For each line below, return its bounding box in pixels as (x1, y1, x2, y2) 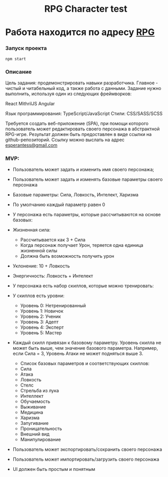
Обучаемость (20, 398, 51, 404)
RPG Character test (44, 3, 128, 15)
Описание (5, 68, 32, 75)
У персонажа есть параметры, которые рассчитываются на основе (12, 212, 161, 218)
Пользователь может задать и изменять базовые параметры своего (12, 176, 163, 183)
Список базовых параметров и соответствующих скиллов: (20, 360, 150, 367)
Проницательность (20, 425, 62, 432)
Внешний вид (20, 431, 50, 437)
